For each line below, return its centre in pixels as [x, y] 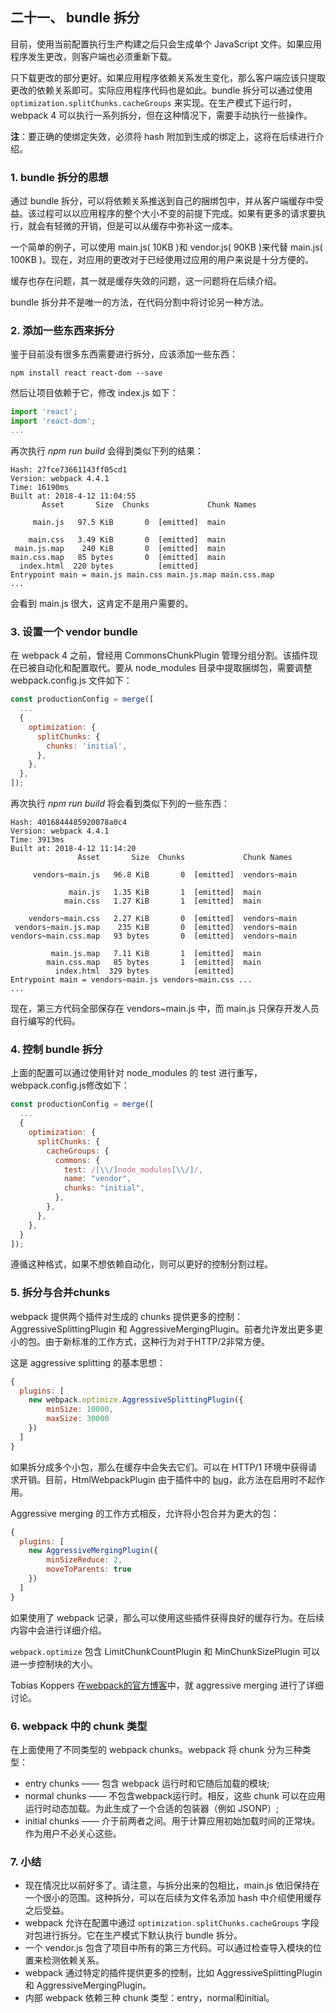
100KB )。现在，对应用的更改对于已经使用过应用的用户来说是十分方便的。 [162, 260]
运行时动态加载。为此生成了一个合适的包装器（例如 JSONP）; [152, 1808]
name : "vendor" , [97, 1179]
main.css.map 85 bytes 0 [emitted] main [118, 558]
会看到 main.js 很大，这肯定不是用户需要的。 [102, 604]
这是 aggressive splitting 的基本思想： [88, 1362]
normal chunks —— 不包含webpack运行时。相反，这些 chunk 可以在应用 [175, 1795]
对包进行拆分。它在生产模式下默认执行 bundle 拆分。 [133, 1935]
